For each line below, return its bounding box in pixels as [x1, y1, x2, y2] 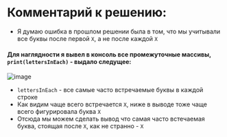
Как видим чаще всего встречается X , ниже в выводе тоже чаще [16, 100, 208, 108]
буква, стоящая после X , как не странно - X [16, 122, 144, 130]
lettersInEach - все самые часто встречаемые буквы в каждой [16, 86, 204, 94]
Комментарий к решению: [7, 5, 167, 20]
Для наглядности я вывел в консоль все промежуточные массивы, [7, 50, 211, 59]
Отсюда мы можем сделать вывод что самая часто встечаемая [16, 115, 206, 123]
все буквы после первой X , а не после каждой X [16, 34, 158, 42]
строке [16, 93, 38, 102]
